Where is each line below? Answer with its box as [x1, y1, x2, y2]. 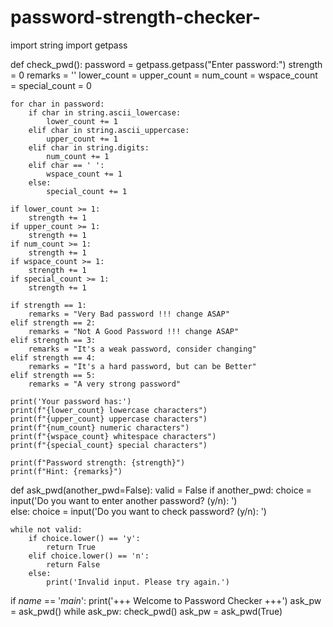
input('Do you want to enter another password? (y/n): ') [10, 494, 238, 506]
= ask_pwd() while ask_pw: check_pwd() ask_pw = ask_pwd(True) [10, 605, 283, 617]
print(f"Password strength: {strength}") [10, 457, 186, 468]
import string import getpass [10, 39, 128, 51]
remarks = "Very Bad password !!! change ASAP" [28, 309, 230, 319]
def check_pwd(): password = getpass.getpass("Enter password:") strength [10, 58, 323, 70]
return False [46, 559, 101, 570]
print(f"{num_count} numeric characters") [10, 422, 190, 433]
